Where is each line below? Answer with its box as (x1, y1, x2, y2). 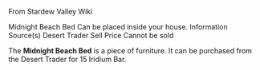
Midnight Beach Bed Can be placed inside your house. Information (8, 22, 228, 31)
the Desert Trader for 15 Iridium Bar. (8, 55, 127, 64)
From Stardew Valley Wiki (8, 7, 93, 16)
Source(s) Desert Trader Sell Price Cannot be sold (8, 31, 174, 40)
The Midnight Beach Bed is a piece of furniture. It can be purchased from (8, 46, 253, 55)
